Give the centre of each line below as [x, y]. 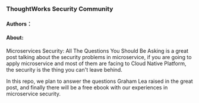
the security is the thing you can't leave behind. [64, 69]
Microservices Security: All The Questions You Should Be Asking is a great [97, 51]
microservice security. [34, 94]
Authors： [19, 24]
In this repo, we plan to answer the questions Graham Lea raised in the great [99, 81]
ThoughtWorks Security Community [60, 9]
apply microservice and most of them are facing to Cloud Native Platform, [96, 63]
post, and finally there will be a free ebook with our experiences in [87, 87]
